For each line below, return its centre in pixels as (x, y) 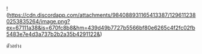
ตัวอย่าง (14, 46)
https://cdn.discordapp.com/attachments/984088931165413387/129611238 (102, 15)
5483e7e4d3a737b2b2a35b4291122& (53, 34)
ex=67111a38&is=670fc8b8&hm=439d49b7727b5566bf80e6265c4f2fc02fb (101, 28)
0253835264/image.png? (38, 21)
